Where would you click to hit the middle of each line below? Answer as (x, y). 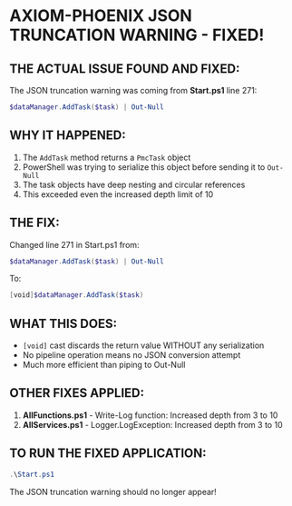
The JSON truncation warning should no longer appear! (113, 491)
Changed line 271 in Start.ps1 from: (74, 244)
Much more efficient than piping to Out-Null (104, 365)
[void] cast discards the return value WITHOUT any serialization (143, 345)
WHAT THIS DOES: (63, 323)
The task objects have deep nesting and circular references (134, 184)
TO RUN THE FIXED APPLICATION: (108, 454)
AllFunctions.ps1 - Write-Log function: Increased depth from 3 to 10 (150, 415)
